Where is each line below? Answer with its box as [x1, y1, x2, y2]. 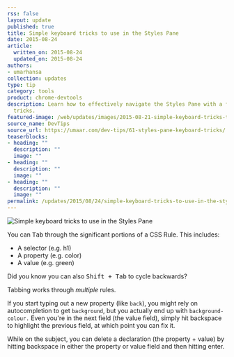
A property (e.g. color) [17, 251, 82, 260]
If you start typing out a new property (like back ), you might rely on [7, 299, 198, 307]
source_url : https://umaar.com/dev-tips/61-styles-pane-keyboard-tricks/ [7, 127, 226, 134]
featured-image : [7, 113, 54, 120]
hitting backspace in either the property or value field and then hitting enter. [7, 342, 225, 350]
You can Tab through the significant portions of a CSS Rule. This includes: [7, 230, 220, 239]
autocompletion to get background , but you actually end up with [7, 307, 188, 315]
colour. [7, 315, 30, 322]
